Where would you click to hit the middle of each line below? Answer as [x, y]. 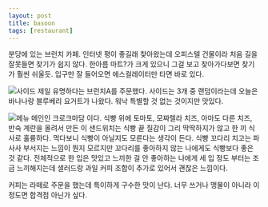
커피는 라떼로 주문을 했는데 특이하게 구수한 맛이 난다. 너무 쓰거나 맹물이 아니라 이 [134, 185]
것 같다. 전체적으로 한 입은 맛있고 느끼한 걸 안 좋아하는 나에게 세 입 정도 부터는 [130, 158]
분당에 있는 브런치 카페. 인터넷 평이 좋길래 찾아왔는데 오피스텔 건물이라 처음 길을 [133, 54]
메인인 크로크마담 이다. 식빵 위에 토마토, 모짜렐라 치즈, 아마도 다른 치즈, [142, 118]
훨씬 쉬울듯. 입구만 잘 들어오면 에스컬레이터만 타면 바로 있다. [110, 74]
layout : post [30, 16]
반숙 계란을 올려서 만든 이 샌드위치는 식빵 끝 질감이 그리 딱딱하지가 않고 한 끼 [128, 128]
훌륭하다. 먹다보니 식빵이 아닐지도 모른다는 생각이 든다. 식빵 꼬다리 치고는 [137, 138]
